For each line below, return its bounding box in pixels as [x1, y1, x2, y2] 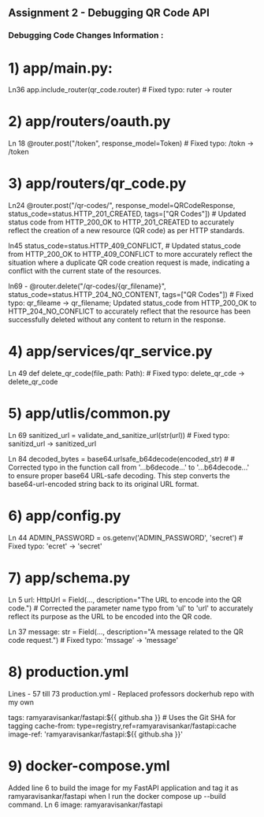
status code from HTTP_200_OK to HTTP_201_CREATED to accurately [8, 217, 235, 227]
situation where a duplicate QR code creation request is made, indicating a [8, 258, 251, 267]
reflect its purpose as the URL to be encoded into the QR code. [8, 611, 213, 621]
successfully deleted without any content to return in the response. [8, 315, 226, 325]
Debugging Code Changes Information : [8, 30, 164, 41]
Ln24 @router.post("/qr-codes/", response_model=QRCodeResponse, [8, 201, 236, 210]
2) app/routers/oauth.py [8, 113, 171, 131]
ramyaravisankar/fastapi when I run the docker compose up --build [8, 791, 226, 800]
